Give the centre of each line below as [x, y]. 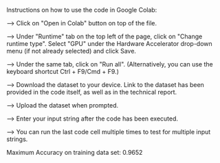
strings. [17, 139]
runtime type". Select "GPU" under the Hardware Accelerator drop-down [109, 43]
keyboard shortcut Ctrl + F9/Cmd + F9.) [63, 72]
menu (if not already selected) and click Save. [71, 51]
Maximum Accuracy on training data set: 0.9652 [75, 152]
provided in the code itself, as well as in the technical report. [92, 92]
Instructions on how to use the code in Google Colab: [82, 10]
